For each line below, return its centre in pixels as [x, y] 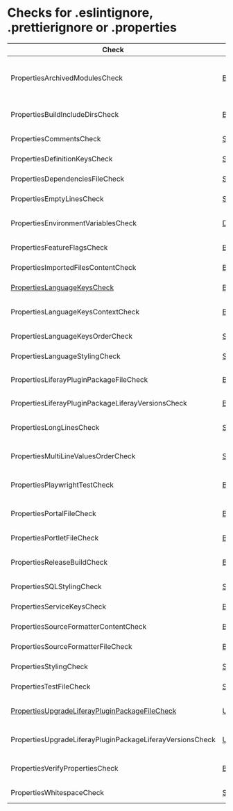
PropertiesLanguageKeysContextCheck [75, 312]
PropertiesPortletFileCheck [55, 538]
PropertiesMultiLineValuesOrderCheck [73, 456]
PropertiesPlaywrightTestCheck [62, 485]
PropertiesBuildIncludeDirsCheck [65, 114]
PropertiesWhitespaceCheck [58, 792]
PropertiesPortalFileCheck [53, 513]
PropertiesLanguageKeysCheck [62, 287]
